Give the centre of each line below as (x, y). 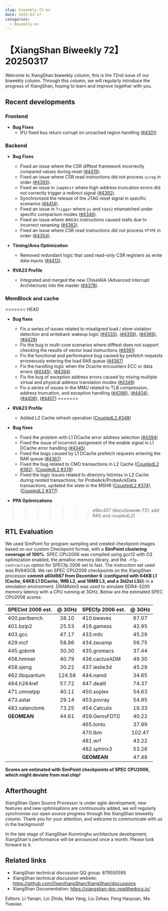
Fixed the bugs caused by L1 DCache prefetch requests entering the (90, 453)
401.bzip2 (20, 626)
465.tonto (94, 724)
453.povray (96, 700)
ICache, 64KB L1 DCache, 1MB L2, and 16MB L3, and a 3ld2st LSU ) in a (79, 581)
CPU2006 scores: (24, 597)
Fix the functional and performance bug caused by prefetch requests (91, 356)
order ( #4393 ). (35, 182)
